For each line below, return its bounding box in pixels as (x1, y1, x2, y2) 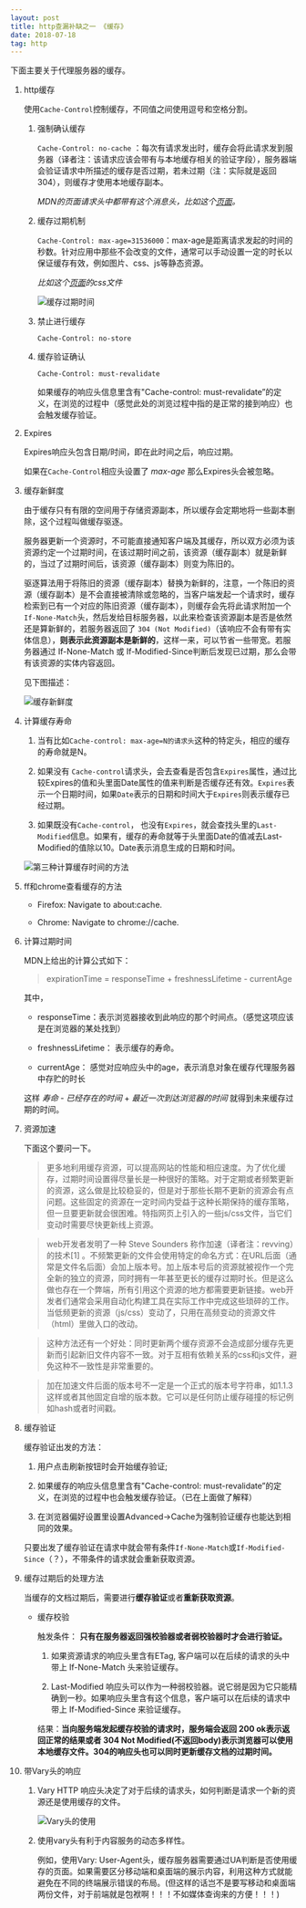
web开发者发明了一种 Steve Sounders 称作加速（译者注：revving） (46, 1238, 294, 1250)
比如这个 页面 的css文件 (36, 277, 123, 288)
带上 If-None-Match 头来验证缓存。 (50, 1662, 184, 1673)
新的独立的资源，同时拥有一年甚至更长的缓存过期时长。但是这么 (54, 1273, 294, 1284)
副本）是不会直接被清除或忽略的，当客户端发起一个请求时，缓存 (55, 589, 295, 600)
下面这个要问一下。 (23, 1142, 97, 1154)
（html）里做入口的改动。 (46, 1319, 144, 1329)
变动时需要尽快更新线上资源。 (46, 1219, 158, 1230)
